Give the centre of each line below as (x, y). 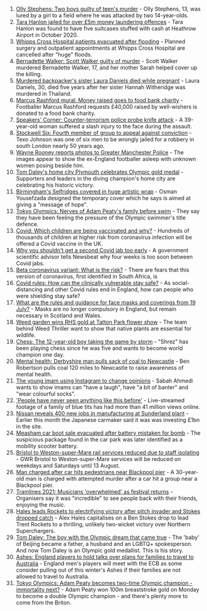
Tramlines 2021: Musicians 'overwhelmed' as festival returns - (94, 492)
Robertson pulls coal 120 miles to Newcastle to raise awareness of (100, 368)
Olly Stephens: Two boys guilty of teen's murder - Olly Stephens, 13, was (108, 9)
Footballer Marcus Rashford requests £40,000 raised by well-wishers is (106, 107)
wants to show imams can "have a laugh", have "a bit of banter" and (102, 387)
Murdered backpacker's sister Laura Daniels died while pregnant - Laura (108, 80)
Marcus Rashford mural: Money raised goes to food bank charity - (100, 100)
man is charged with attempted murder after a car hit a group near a (111, 479)
